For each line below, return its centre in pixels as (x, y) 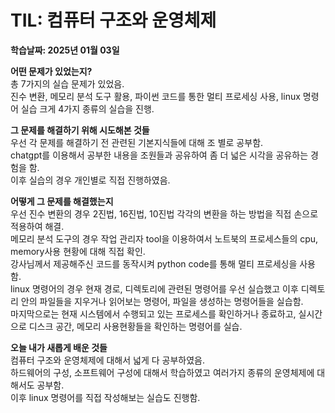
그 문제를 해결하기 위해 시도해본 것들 (80, 130)
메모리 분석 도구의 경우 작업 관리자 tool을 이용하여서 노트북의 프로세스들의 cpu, (164, 238)
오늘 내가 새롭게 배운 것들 (59, 347)
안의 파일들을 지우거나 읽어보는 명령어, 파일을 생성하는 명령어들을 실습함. (162, 301)
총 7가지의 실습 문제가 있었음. (67, 83)
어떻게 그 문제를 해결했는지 (62, 201)
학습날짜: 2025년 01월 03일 (65, 50)
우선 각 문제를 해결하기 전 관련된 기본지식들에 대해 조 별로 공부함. (137, 142)
